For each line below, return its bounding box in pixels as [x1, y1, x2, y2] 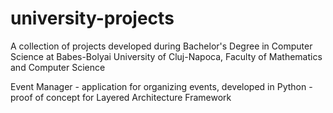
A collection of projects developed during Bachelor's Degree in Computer [10, 40, 313, 52]
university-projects [10, 7, 175, 30]
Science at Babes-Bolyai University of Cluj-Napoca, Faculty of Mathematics [10, 50, 323, 62]
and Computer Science [10, 61, 106, 73]
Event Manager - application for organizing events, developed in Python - [10, 80, 313, 92]
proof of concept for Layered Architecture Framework [10, 91, 232, 103]
